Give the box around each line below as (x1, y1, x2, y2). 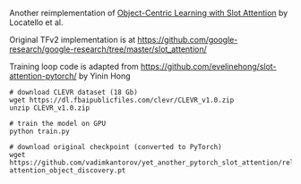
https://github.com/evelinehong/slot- (140, 62, 277, 71)
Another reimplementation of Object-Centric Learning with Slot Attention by (9, 8, 288, 18)
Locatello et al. (9, 17, 64, 28)
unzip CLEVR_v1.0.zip (9, 104, 90, 113)
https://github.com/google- (137, 35, 238, 45)
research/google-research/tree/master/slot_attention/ (9, 44, 208, 54)
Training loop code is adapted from (9, 62, 139, 71)
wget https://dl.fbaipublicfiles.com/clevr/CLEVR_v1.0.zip (9, 96, 235, 105)
